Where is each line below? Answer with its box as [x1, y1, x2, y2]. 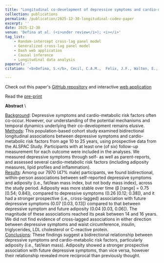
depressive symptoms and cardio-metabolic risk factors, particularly [5, 237, 143, 242]
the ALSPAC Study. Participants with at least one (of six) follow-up [5, 144, 138, 149]
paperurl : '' [5, 62, 32, 66]
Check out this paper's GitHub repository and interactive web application [5, 84, 152, 89]
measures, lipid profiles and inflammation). [5, 164, 91, 170]
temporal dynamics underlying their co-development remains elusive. [5, 123, 145, 129]
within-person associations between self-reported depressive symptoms [5, 175, 152, 180]
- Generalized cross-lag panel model [14, 44, 91, 48]
